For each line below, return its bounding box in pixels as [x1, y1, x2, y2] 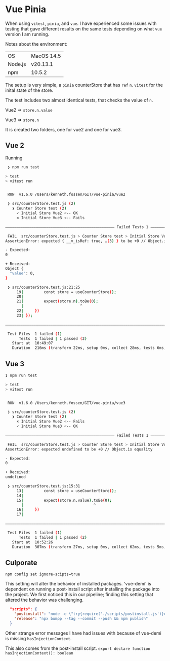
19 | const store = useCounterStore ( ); [16, 289, 116, 295]
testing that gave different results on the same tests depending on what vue [5, 25, 162, 31]
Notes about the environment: [5, 41, 67, 47]
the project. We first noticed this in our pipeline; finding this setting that [5, 592, 153, 598]
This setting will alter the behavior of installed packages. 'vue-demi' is [5, 581, 152, 587]
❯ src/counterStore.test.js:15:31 [7, 483, 80, 489]
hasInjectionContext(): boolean [5, 650, 73, 655]
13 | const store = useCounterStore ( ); [16, 488, 116, 493]
